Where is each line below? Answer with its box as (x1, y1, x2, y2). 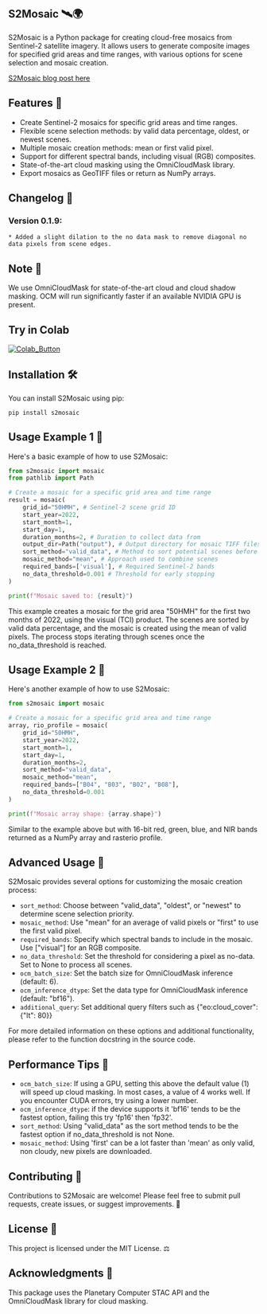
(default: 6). (19, 977, 59, 987)
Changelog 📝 (8, 191, 74, 205)
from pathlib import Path (8, 474, 94, 483)
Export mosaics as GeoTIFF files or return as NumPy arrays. (19, 168, 216, 178)
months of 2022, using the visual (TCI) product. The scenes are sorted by (8, 615, 250, 624)
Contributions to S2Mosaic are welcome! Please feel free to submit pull (8, 1191, 241, 1201)
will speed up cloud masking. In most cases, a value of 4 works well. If (19, 1087, 251, 1097)
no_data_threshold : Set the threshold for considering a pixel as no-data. (19, 952, 256, 961)
